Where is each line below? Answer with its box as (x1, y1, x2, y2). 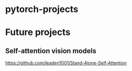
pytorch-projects (5, 4, 79, 15)
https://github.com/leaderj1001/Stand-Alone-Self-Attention (5, 60, 127, 66)
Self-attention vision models (5, 46, 97, 55)
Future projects (5, 27, 71, 38)
